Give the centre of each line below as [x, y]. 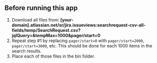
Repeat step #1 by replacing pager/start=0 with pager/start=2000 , [78, 41]
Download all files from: [35, 20]
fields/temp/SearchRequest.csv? [46, 30]
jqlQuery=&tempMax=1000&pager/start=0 [56, 35]
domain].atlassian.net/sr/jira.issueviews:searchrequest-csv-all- [78, 25]
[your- [67, 20]
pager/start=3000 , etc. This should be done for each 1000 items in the [82, 45]
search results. [27, 51]
